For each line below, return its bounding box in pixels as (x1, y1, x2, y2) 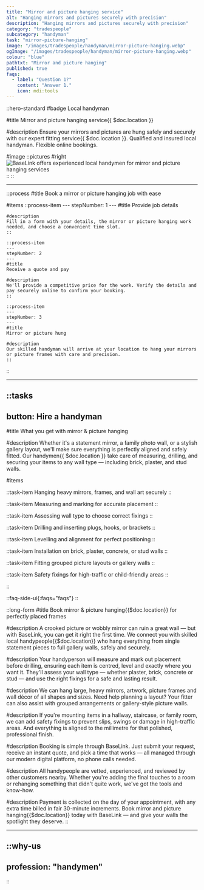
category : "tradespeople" (6, 26, 72, 32)
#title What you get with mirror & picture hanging (6, 428, 129, 435)
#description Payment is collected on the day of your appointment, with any (6, 798, 196, 806)
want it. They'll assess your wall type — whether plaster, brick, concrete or (6, 669, 193, 676)
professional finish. (6, 731, 54, 738)
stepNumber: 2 (6, 250, 42, 256)
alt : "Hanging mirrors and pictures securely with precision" (6, 15, 167, 21)
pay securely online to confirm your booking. (6, 287, 126, 293)
